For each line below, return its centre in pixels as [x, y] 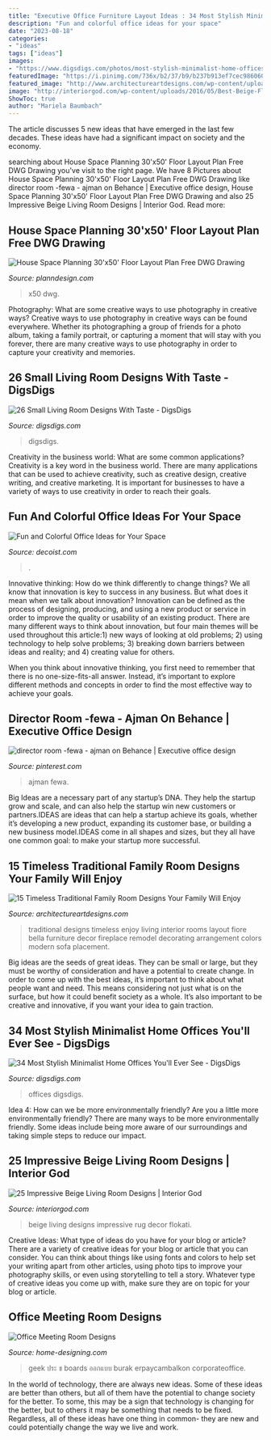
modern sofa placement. [69, 947]
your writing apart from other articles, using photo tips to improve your [125, 1265]
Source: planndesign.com [51, 278]
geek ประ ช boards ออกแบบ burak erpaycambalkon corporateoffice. [137, 1368]
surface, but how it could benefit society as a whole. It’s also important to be [135, 997]
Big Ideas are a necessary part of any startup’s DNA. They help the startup [132, 798]
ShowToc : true [32, 99]
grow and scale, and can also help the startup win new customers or [122, 806]
